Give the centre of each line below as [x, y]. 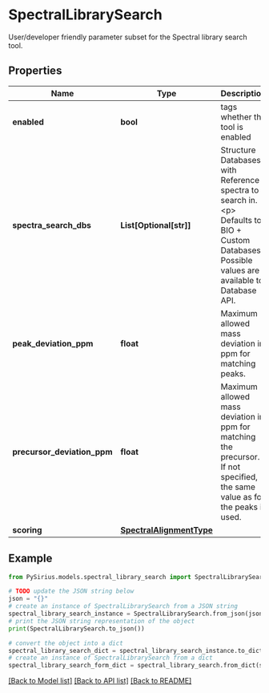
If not [231, 467]
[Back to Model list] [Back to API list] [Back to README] [100, 681]
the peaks [239, 507]
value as [236, 496]
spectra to [240, 190]
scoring [27, 529]
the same [238, 487]
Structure [238, 150]
